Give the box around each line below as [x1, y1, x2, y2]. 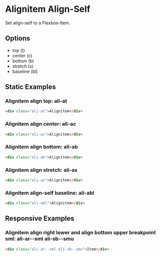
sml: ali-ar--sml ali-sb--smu [5, 235, 74, 242]
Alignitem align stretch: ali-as [5, 166, 78, 173]
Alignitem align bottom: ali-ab [5, 144, 78, 151]
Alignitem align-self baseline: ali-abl [5, 189, 94, 196]
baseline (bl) [12, 68, 38, 74]
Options [5, 34, 31, 43]
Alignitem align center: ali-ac [5, 120, 77, 127]
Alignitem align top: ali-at [5, 98, 68, 104]
